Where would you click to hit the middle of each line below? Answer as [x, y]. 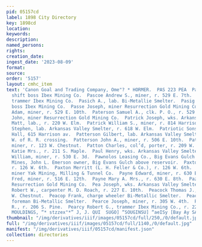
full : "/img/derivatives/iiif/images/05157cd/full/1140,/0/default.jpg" [99, 224]
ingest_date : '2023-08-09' [40, 62]
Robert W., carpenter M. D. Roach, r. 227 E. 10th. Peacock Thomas [99, 190]
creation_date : [25, 56]
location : [19, 28]
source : [16, 73]
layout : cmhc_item [29, 85]
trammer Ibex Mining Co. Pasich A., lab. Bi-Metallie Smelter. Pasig [103, 101]
